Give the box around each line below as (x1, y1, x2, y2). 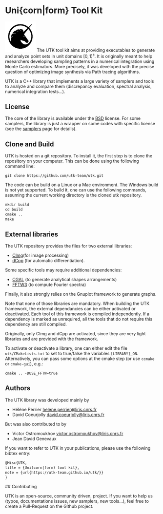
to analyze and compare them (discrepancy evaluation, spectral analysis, (5, 83, 152, 89)
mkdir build (5, 202, 29, 207)
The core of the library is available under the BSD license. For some (5, 115, 141, 121)
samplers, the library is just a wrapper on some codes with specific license (5, 121, 155, 127)
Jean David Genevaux (12, 436, 57, 441)
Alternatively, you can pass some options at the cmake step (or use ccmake (5, 356, 155, 362)
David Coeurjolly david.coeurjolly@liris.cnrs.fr (12, 412, 105, 418)
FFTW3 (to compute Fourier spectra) (12, 282, 86, 287)
